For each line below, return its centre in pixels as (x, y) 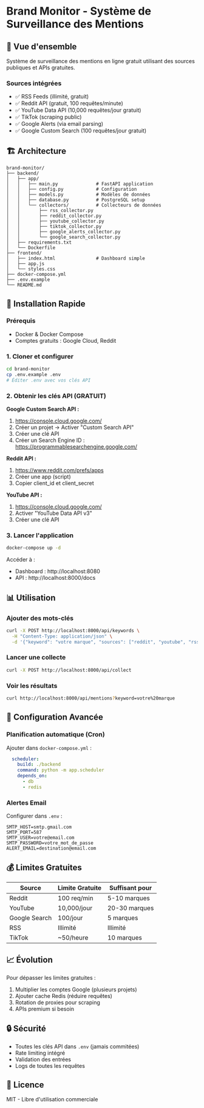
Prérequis (21, 321)
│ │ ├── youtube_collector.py (55, 221)
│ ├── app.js (25, 264)
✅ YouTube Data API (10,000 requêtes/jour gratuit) (78, 110)
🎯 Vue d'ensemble (42, 46)
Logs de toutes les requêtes (50, 1065)
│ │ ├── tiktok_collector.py (54, 227)
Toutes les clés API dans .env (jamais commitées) (77, 1046)
